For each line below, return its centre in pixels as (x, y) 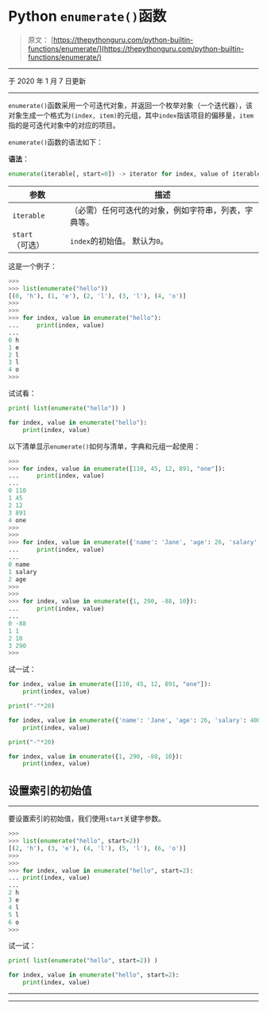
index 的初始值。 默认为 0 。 (119, 241)
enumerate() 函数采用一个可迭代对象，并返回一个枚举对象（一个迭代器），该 (130, 105)
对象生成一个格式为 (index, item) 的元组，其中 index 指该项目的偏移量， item (131, 115)
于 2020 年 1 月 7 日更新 (47, 81)
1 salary (23, 572)
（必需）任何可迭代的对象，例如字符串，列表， (158, 210)
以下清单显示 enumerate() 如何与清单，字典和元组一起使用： (104, 446)
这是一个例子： (33, 266)
